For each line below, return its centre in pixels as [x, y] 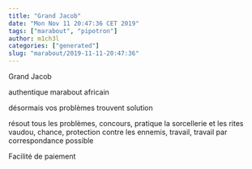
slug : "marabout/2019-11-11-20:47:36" [74, 53]
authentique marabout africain [59, 92]
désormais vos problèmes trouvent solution [81, 108]
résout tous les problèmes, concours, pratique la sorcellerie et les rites [126, 123]
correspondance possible [51, 141]
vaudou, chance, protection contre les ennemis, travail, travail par [118, 132]
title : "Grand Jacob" [45, 16]
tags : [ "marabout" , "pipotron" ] [63, 31]
